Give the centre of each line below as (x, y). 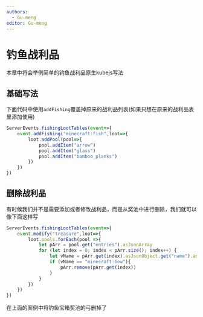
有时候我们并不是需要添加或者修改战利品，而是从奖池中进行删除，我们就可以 (101, 209)
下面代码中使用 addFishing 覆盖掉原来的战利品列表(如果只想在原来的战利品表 (100, 109)
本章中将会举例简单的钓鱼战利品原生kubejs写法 (65, 72)
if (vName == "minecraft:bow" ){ (90, 262)
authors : (17, 12)
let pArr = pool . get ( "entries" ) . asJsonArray (95, 245)
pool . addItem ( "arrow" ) (67, 145)
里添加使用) (21, 117)
